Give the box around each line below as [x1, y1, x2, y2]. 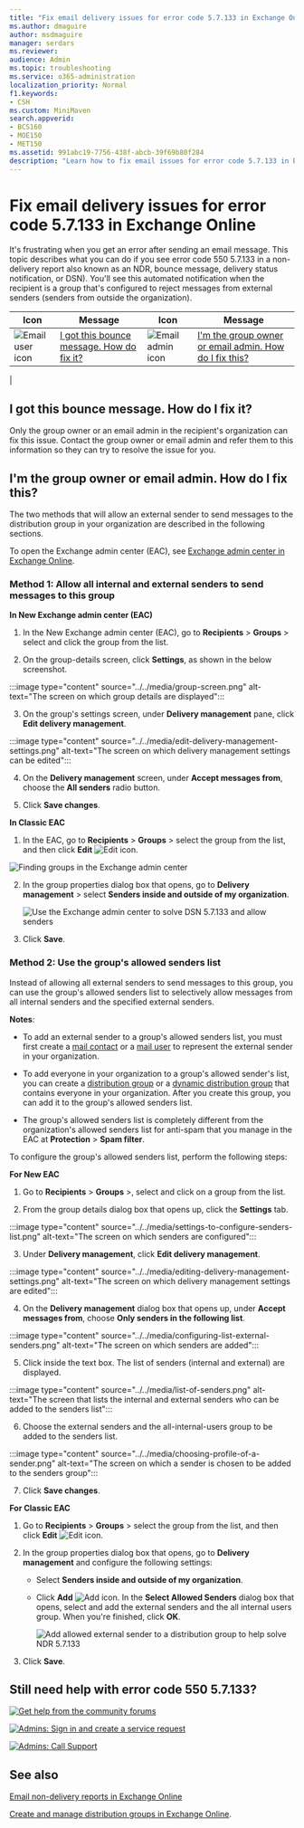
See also [9, 1766, 59, 1783]
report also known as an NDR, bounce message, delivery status [41, 263, 279, 274]
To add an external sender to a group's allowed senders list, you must [22, 1031, 283, 1042]
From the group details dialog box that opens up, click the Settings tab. [22, 1204, 289, 1214]
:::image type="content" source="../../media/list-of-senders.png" [9, 1384, 252, 1395]
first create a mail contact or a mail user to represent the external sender [22, 1041, 294, 1052]
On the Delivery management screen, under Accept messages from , [22, 773, 283, 784]
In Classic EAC [9, 817, 65, 828]
